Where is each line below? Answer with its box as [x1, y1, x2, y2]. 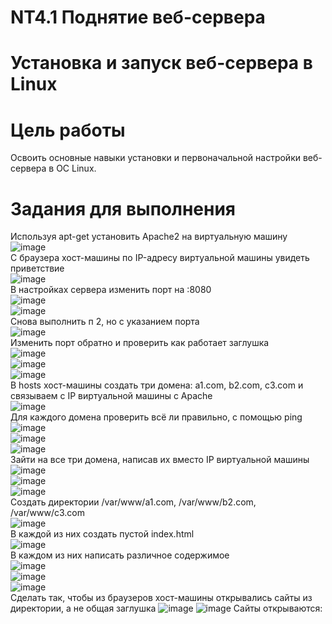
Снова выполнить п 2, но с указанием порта [10, 316, 200, 328]
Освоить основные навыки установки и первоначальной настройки [10, 152, 302, 164]
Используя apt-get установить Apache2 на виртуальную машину [10, 231, 288, 243]
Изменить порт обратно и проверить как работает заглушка [10, 337, 270, 349]
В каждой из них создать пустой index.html [10, 528, 195, 540]
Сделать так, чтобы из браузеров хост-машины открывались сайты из [10, 592, 313, 604]
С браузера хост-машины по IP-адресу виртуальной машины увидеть [10, 252, 310, 264]
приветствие [10, 262, 65, 275]
